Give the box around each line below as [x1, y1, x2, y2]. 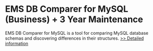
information [5, 40, 28, 46]
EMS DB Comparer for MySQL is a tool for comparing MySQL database [5, 30, 149, 36]
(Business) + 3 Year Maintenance [5, 14, 143, 25]
